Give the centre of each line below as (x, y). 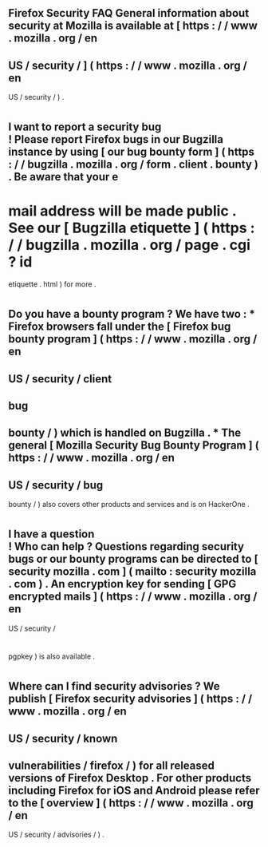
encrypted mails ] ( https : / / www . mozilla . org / (133, 597)
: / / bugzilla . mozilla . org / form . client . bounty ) (134, 165)
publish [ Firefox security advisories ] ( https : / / (130, 699)
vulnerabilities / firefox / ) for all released (112, 766)
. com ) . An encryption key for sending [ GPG (122, 584)
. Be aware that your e (63, 177)
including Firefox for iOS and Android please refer (134, 791)
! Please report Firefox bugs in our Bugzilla (116, 139)
